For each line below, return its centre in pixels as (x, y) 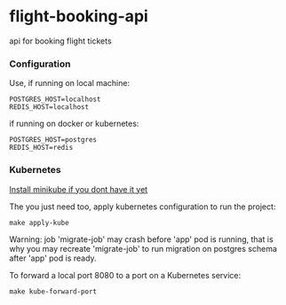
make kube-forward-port (53, 291)
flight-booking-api (79, 16)
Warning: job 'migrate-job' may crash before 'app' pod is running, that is (141, 239)
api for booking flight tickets (61, 41)
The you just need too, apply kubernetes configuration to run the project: (143, 207)
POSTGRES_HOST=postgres (53, 140)
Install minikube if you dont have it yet (79, 189)
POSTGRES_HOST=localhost (55, 99)
